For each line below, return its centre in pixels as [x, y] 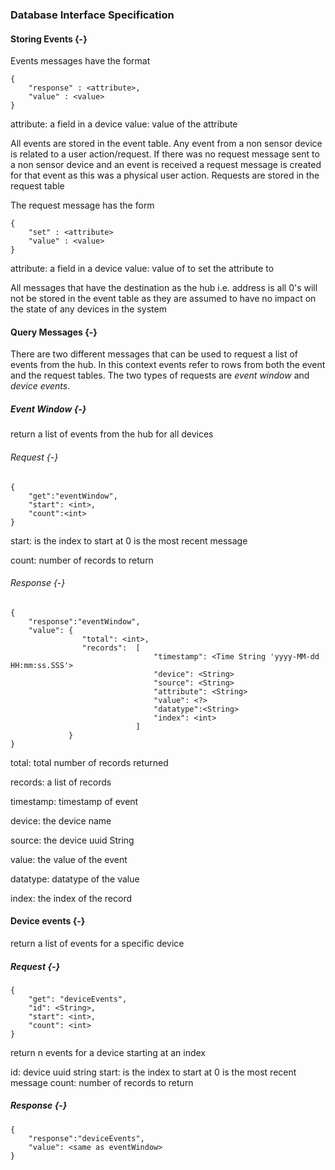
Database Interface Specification [92, 15]
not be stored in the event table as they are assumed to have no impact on [163, 299]
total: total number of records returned [89, 762]
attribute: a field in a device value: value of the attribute [124, 124]
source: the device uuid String [72, 840]
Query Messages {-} [54, 332]
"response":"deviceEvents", [86, 1138]
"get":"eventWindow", [73, 496]
